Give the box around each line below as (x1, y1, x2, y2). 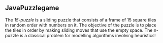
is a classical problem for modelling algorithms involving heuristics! (19, 32, 156, 38)
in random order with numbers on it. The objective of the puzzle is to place (5, 22, 157, 28)
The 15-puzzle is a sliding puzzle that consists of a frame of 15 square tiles (5, 17, 157, 22)
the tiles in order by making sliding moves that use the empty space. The (5, 27, 153, 33)
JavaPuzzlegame (5, 4, 59, 12)
